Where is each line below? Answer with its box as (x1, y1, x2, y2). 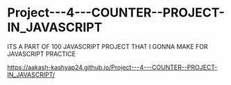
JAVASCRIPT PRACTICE (7, 50, 76, 58)
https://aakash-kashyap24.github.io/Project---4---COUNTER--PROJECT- (7, 63, 218, 71)
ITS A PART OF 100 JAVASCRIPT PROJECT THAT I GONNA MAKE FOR (7, 42, 208, 50)
